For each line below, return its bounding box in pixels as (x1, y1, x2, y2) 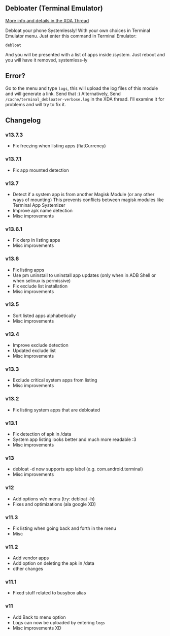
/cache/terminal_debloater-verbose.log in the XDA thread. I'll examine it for (5, 96, 165, 102)
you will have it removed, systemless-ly (5, 57, 88, 63)
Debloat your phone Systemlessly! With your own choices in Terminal (5, 27, 151, 34)
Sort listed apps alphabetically (12, 312, 76, 319)
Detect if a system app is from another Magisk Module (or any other (12, 191, 155, 197)
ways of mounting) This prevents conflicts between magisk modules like (12, 197, 164, 203)
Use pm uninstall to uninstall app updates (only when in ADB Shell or (12, 272, 156, 278)
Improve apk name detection (12, 207, 73, 213)
